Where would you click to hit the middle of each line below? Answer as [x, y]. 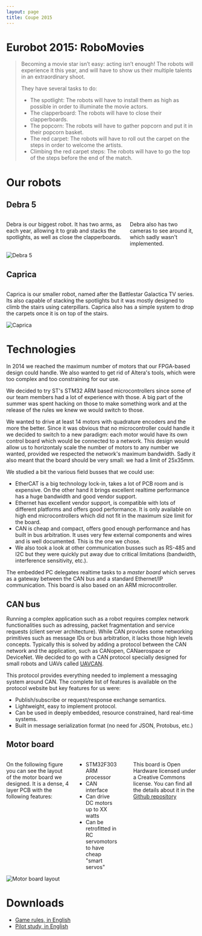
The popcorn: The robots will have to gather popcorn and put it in [111, 126]
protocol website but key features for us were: [64, 688]
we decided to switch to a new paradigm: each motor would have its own [97, 435]
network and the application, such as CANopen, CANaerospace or [88, 651]
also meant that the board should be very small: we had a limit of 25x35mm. [100, 460]
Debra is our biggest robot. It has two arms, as [64, 225]
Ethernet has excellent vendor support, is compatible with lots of [95, 503]
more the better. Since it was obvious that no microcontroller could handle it [100, 428]
